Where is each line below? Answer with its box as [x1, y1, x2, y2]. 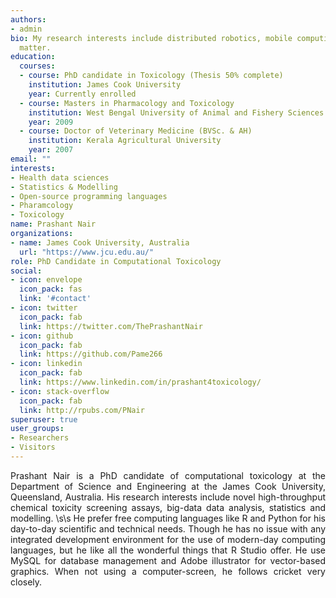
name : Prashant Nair [10, 219, 97, 230]
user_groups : [10, 424, 65, 434]
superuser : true [10, 414, 78, 425]
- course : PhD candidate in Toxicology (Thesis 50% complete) [19, 71, 284, 81]
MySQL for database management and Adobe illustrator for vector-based [10, 554, 326, 566]
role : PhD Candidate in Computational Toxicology [10, 256, 222, 266]
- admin [10, 24, 43, 34]
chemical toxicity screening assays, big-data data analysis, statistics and [10, 501, 326, 513]
